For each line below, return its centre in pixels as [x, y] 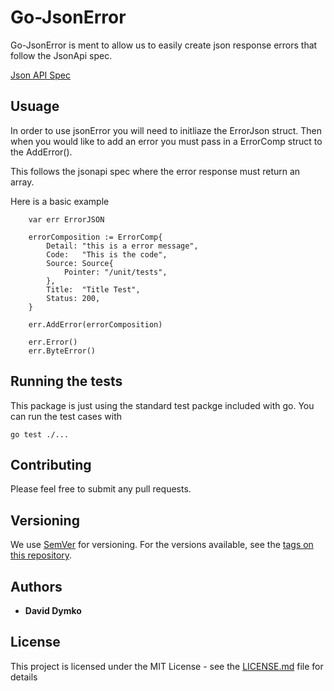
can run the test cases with [66, 416]
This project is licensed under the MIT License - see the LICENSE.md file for [167, 666]
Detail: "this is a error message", [122, 246]
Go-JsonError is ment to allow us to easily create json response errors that [164, 45]
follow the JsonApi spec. [61, 55]
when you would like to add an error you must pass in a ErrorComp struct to [166, 141]
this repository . [41, 555]
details [24, 677]
